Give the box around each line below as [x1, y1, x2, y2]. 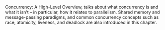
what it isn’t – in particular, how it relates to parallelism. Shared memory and [5, 9, 160, 15]
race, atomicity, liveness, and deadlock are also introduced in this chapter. [5, 19, 158, 25]
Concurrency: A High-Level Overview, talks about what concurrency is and [5, 4, 159, 10]
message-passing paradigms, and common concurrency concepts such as [5, 15, 159, 20]
